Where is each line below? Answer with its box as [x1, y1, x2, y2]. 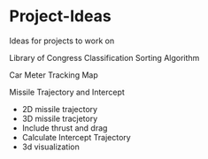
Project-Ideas [9, 6, 112, 26]
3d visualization [21, 141, 80, 152]
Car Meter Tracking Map [9, 69, 99, 80]
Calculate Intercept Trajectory [21, 132, 131, 142]
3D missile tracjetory [21, 113, 98, 124]
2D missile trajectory [21, 103, 98, 114]
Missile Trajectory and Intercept [9, 87, 126, 97]
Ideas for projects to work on [9, 35, 115, 46]
